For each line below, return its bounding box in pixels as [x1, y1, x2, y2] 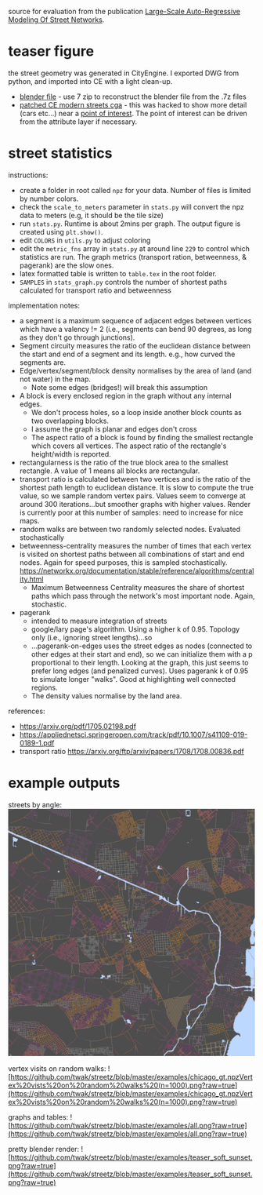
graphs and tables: [8, 1112, 69, 1121]
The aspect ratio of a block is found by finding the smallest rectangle [31, 432, 254, 442]
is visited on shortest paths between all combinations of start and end [19, 549, 245, 559]
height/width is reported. [31, 449, 111, 458]
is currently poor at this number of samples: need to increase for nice [19, 508, 243, 517]
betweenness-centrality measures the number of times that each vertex [19, 541, 252, 550]
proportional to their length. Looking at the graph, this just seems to [31, 658, 249, 667]
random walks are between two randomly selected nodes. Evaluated [19, 524, 241, 534]
